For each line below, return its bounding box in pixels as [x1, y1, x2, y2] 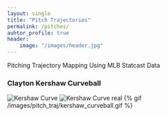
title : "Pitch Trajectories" [7, 17, 91, 23]
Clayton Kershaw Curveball [7, 78, 101, 88]
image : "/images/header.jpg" [19, 42, 104, 49]
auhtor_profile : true [7, 29, 70, 37]
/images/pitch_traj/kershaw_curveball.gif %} [7, 101, 133, 110]
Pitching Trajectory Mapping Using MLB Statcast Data [7, 61, 161, 69]
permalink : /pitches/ [7, 23, 70, 30]
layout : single [7, 10, 51, 17]
